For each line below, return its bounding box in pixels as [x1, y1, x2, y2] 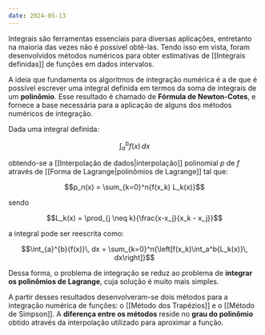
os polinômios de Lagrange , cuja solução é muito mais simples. [8, 277, 219, 286]
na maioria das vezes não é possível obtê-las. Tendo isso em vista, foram [8, 42, 251, 52]
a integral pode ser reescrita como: [8, 229, 124, 238]
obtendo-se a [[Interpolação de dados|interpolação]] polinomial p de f [8, 158, 240, 168]
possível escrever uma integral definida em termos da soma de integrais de [8, 83, 257, 93]
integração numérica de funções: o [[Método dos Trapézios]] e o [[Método [8, 301, 255, 310]
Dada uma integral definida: [8, 124, 100, 134]
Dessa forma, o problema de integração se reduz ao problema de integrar [8, 269, 253, 278]
